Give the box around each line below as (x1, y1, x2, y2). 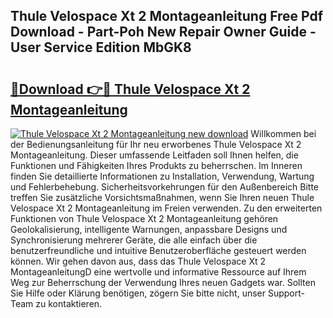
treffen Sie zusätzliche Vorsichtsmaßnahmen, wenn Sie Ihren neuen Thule (10, 192, 315, 203)
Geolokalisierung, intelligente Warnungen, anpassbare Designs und (10, 224, 288, 235)
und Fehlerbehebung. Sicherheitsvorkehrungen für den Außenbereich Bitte (10, 181, 320, 193)
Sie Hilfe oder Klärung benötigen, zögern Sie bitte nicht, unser (10, 287, 267, 299)
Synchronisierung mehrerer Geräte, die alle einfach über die (10, 234, 258, 246)
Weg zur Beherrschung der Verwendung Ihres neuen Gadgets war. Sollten (10, 277, 316, 288)
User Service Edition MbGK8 (10, 39, 192, 56)
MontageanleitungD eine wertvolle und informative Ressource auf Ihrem (10, 266, 307, 278)
